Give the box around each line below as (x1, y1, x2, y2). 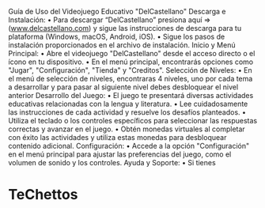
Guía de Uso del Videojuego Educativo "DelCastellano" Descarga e (8, 7, 226, 16)
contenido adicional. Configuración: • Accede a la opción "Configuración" (8, 142, 250, 150)
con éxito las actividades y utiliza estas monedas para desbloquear (8, 133, 227, 142)
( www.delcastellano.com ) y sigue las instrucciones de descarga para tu (8, 24, 242, 32)
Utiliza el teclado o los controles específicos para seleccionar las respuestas (8, 116, 258, 125)
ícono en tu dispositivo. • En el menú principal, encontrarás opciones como (8, 57, 254, 66)
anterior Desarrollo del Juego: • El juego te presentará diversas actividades (8, 91, 254, 100)
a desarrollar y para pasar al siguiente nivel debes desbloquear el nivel (8, 82, 239, 92)
